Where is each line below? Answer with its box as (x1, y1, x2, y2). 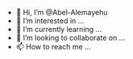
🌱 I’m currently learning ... (15, 25, 102, 33)
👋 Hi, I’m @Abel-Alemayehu (15, 8, 108, 17)
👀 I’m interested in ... (15, 16, 85, 26)
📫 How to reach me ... (15, 42, 91, 51)
